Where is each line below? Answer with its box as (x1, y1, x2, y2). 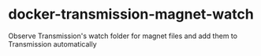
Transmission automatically (8, 39, 97, 48)
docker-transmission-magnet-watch (8, 5, 254, 23)
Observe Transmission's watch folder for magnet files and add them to (8, 31, 238, 40)
